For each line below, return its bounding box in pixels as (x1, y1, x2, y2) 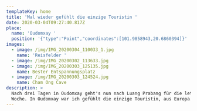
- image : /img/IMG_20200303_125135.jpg (11, 63, 109, 69)
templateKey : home (6, 8, 51, 15)
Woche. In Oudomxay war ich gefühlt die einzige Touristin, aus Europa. (11, 96, 193, 102)
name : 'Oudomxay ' (11, 31, 57, 36)
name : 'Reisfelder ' (16, 52, 67, 58)
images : (6, 42, 25, 48)
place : (6, 25, 22, 31)
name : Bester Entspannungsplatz (16, 69, 96, 75)
